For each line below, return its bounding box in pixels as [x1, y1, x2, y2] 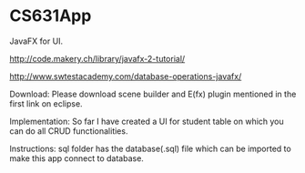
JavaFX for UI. [9, 36, 64, 46]
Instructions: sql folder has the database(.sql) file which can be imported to [9, 143, 291, 154]
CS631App [9, 5, 92, 26]
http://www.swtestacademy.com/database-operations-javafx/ [9, 70, 242, 82]
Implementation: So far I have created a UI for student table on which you [9, 116, 284, 127]
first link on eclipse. [9, 97, 84, 109]
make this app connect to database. [9, 152, 144, 164]
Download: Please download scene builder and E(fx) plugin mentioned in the [9, 88, 297, 99]
